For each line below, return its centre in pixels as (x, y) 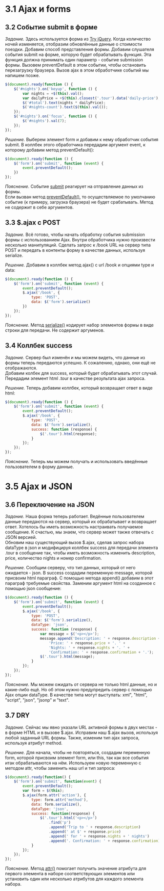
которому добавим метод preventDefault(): (50, 150)
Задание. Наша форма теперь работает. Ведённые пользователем (75, 516)
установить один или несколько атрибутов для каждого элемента (74, 879)
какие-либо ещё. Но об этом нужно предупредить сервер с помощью (79, 689)
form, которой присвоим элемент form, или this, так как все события (77, 758)
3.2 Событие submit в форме (51, 27)
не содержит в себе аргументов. (40, 207)
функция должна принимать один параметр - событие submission (74, 60)
